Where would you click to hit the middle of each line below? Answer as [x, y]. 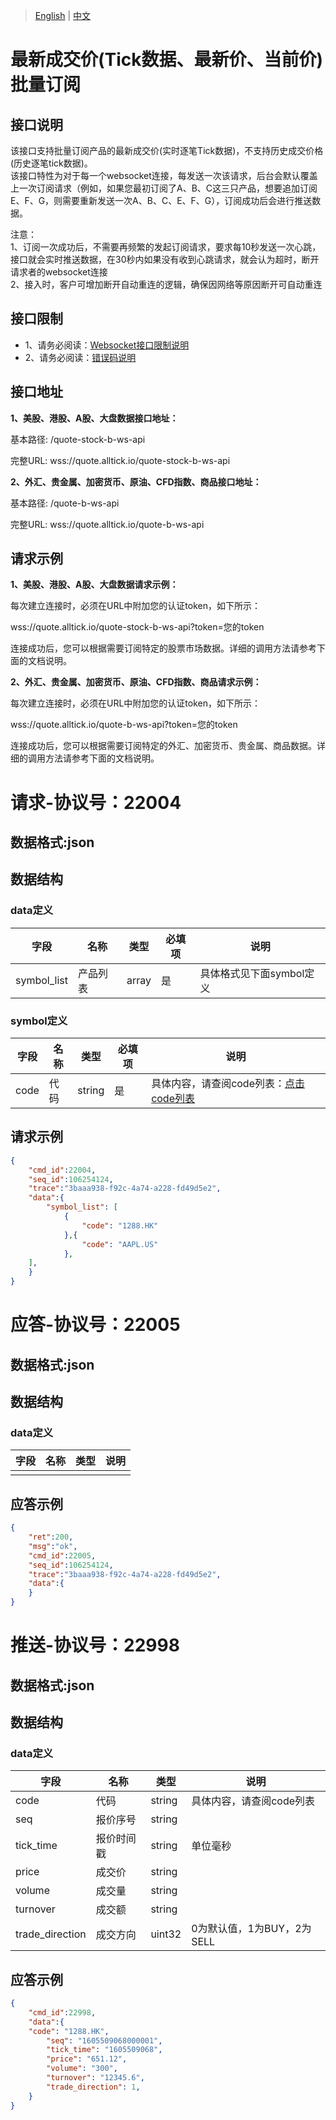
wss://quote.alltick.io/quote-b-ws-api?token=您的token [124, 725]
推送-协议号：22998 [95, 1645]
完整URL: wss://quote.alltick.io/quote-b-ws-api [107, 524]
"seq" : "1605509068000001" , [104, 2040]
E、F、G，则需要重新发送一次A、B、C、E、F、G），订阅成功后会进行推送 [161, 200]
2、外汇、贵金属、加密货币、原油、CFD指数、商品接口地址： [136, 481]
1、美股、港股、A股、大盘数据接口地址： [94, 418]
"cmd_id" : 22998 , [62, 2012]
